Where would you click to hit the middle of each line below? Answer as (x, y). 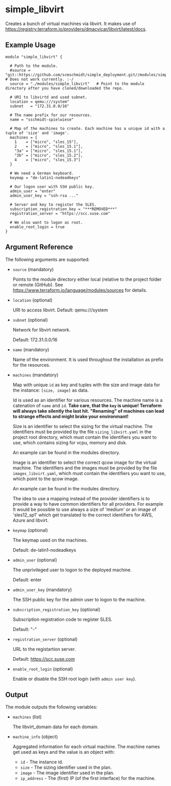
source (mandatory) (33, 269)
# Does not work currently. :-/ (39, 79)
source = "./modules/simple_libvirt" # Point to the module (77, 84)
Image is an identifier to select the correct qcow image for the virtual (84, 462)
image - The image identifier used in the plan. (67, 773)
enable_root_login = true (37, 227)
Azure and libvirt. (31, 520)
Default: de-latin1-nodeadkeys (44, 550)
